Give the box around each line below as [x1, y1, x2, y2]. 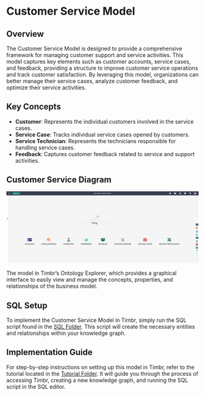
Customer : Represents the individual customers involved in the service [15, 118, 194, 125]
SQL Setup [6, 300, 48, 310]
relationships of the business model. [6, 283, 98, 290]
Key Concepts [6, 102, 61, 112]
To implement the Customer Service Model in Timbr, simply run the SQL [6, 316, 187, 324]
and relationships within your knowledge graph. [6, 329, 126, 337]
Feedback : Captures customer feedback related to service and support [15, 150, 195, 157]
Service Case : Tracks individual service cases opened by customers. [15, 130, 190, 138]
